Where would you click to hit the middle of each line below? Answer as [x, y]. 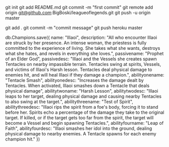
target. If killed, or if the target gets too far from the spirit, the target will [79, 118]
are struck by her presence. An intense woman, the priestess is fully [76, 43]
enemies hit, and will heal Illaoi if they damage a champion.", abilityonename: [85, 75]
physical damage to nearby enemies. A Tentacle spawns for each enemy [81, 134]
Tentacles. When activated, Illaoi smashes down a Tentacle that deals [77, 86]
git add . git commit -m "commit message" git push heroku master [74, 28]
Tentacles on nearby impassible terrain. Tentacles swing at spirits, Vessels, [83, 64]
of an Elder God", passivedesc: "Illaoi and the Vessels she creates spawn [81, 59]
